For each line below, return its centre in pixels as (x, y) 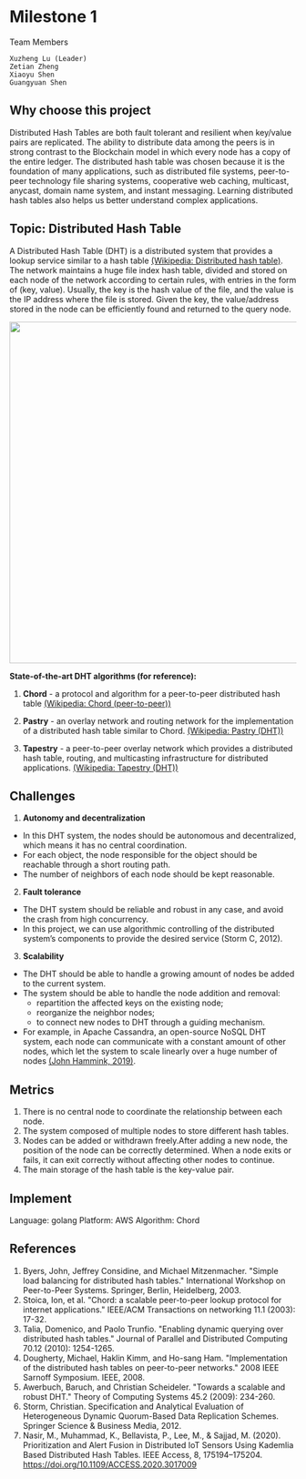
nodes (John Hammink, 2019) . (79, 1061)
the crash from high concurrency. (85, 919)
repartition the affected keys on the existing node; (130, 1003)
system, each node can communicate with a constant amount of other (154, 1042)
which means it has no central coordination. (105, 845)
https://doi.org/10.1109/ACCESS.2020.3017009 (110, 1464)
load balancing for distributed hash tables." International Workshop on (154, 1280)
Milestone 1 (53, 17)
